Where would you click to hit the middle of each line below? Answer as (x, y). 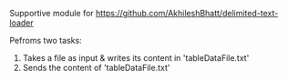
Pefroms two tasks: (46, 40)
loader (21, 23)
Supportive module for (51, 13)
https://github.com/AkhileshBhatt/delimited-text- (187, 13)
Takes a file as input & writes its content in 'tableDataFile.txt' (136, 58)
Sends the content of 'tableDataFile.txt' (96, 68)
